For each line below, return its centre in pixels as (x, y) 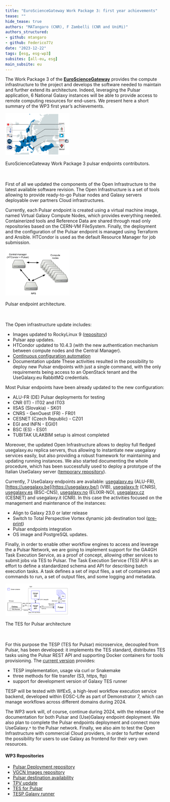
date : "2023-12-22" (26, 48)
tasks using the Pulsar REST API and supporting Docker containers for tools (84, 655)
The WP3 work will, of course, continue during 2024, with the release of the (84, 712)
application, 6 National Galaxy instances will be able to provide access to (81, 95)
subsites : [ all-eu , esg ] (31, 59)
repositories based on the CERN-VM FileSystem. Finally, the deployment (81, 226)
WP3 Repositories (25, 755)
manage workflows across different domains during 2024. (66, 702)
